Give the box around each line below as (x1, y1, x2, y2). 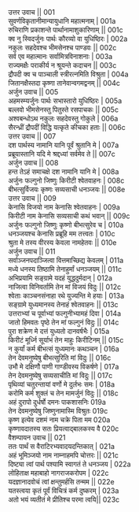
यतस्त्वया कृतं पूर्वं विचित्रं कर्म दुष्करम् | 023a (8, 486, 119, 495)
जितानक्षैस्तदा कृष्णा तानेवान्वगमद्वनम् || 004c (8, 79, 120, 87)
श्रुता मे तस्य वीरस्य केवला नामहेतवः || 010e (8, 238, 117, 247)
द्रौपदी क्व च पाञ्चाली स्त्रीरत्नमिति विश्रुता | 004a (8, 69, 129, 79)
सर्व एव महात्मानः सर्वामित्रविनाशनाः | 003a (8, 52, 113, 61)
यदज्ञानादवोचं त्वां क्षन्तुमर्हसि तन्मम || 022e (8, 477, 115, 486)
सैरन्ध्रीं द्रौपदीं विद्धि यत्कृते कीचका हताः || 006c (8, 123, 126, 132)
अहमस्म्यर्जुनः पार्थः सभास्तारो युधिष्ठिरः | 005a (8, 96, 123, 106)
